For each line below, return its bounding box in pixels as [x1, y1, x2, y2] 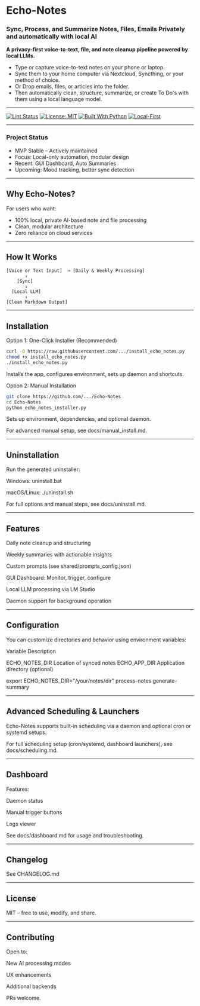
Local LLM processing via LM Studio [6, 586, 95, 593]
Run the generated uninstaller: [6, 466, 80, 473]
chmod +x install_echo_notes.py [6, 354, 86, 360]
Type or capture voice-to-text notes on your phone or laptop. [14, 64, 165, 71]
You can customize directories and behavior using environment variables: [6, 636, 186, 643]
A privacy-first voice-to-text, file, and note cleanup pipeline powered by [6, 46, 189, 53]
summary [6, 683, 30, 690]
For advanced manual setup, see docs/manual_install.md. [6, 427, 148, 434]
